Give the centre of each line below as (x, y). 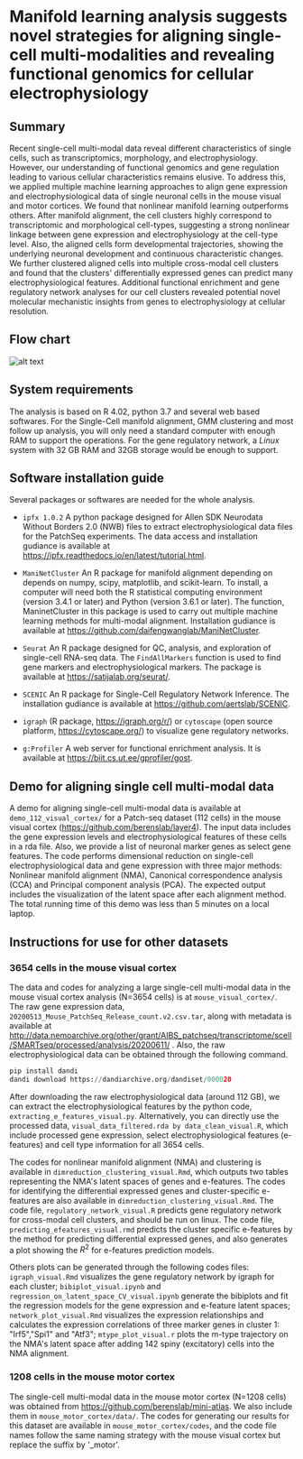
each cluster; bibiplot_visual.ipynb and (85, 1287)
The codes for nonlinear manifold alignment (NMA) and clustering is (135, 1162)
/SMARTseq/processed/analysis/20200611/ (90, 1045)
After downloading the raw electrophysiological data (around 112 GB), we (145, 1096)
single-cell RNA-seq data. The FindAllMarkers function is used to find (151, 658)
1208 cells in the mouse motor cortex (92, 1377)
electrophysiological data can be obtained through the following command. (149, 1054)
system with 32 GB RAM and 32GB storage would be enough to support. (144, 449)
